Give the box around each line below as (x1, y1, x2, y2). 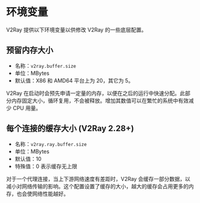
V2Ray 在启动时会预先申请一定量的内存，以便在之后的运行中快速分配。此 (6, 90, 186, 97)
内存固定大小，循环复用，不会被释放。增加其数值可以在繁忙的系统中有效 (11, 97, 189, 104)
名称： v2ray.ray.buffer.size (14, 140, 87, 147)
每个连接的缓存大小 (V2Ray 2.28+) (6, 123, 135, 134)
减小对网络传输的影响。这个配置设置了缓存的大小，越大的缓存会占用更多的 (6, 182, 189, 190)
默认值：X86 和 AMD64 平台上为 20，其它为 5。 (14, 77, 134, 84)
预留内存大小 (6, 45, 54, 55)
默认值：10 (14, 155, 42, 162)
